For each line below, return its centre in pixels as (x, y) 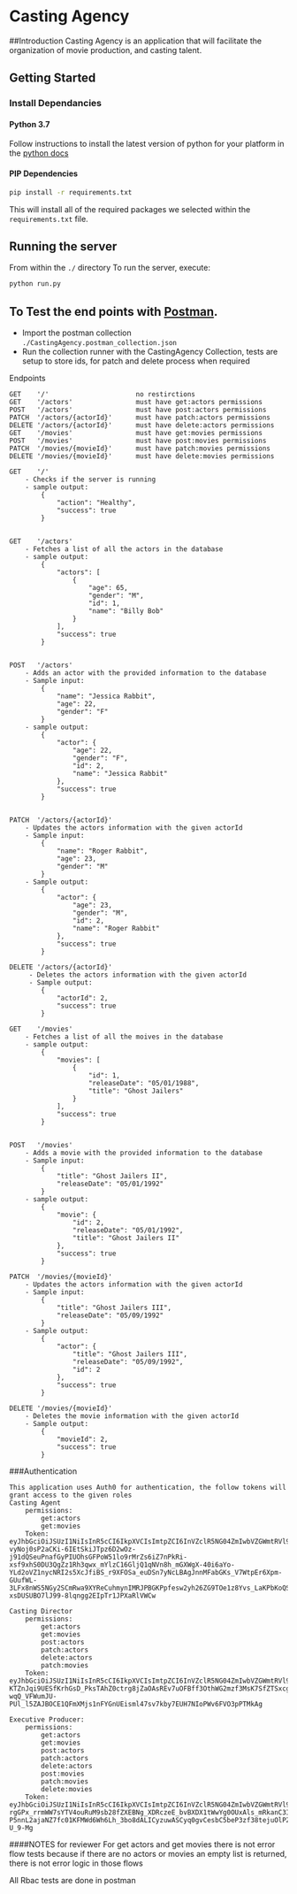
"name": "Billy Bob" (126, 611)
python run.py (35, 284)
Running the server (63, 246)
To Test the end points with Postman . (114, 311)
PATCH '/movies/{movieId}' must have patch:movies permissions (140, 449)
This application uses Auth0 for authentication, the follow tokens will (148, 1488)
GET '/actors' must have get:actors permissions (136, 403)
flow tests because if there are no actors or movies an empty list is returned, (148, 1854)
